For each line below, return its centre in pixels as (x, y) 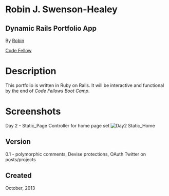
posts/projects (21, 159)
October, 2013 (20, 188)
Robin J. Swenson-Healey (62, 9)
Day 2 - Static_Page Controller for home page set (58, 125)
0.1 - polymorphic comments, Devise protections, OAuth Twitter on (76, 154)
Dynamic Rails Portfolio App (51, 28)
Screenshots (33, 112)
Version (18, 142)
